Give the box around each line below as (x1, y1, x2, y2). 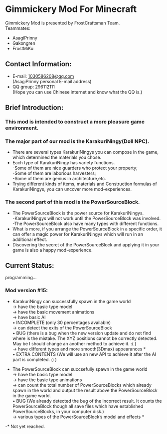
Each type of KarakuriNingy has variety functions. (12, 160, 115, 166)
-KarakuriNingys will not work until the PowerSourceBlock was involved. (12, 215, 161, 221)
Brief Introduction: (5, 104, 64, 112)
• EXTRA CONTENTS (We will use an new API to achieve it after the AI (12, 351, 157, 357)
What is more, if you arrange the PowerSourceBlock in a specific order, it (12, 225, 162, 232)
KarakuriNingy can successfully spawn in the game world (12, 298, 131, 304)
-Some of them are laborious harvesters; (12, 170, 96, 176)
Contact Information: (5, 60, 72, 68)
